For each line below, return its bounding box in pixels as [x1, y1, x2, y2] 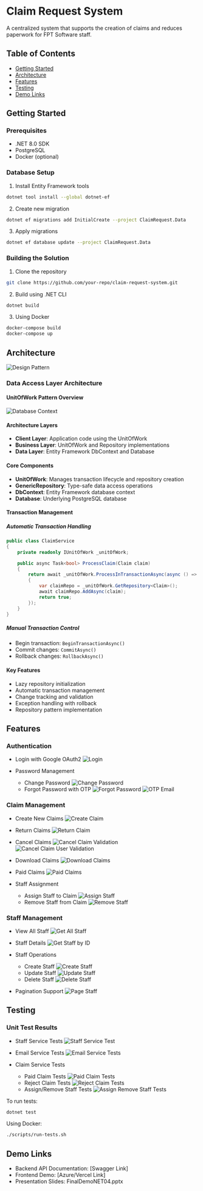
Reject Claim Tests [24, 1079, 71, 1086]
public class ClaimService [6, 538, 75, 544]
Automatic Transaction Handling [6, 522, 91, 530]
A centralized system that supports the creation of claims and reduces [6, 24, 182, 32]
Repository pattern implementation [15, 706, 102, 713]
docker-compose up [6, 330, 53, 337]
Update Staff [24, 969, 57, 976]
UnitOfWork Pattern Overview [6, 394, 84, 401]
